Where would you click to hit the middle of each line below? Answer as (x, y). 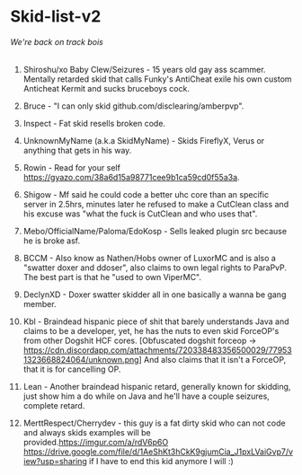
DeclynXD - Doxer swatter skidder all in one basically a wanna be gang (155, 295)
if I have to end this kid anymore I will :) (162, 462)
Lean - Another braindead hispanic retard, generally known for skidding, (157, 387)
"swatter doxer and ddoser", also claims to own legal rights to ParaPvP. (155, 268)
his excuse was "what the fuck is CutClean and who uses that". (140, 214)
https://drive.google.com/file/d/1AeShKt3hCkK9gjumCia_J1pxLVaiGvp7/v (158, 452)
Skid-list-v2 (56, 17)
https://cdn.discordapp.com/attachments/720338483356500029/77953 (158, 350)
